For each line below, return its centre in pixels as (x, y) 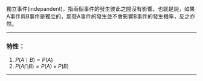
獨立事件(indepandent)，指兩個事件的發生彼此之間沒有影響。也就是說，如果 (101, 9)
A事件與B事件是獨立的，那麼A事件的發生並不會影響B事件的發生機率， (93, 16)
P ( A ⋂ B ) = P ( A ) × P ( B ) (42, 66)
